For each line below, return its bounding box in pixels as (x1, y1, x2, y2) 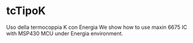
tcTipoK (6, 4, 46, 18)
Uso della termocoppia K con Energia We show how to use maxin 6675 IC (6, 24, 188, 31)
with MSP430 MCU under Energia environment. (6, 29, 124, 37)
